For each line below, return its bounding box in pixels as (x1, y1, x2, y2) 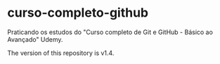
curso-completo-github (7, 5, 149, 21)
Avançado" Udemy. (7, 35, 63, 43)
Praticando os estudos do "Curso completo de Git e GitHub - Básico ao (7, 28, 213, 36)
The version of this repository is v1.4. (7, 49, 115, 57)
